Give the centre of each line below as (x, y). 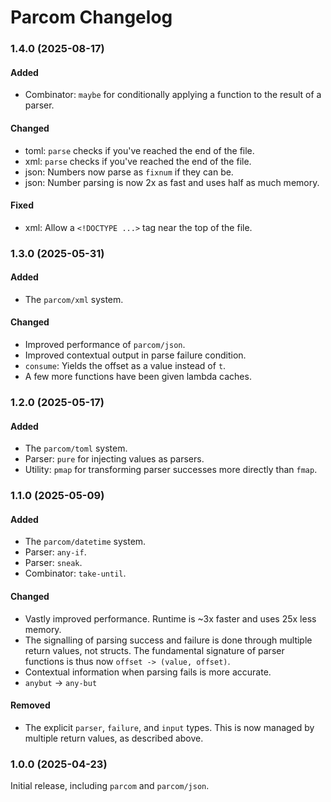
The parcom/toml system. (76, 448)
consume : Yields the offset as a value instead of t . (125, 366)
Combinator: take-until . (75, 573)
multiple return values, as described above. (114, 738)
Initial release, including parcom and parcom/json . (110, 785)
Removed (30, 705)
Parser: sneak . (53, 563)
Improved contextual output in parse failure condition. (135, 355)
